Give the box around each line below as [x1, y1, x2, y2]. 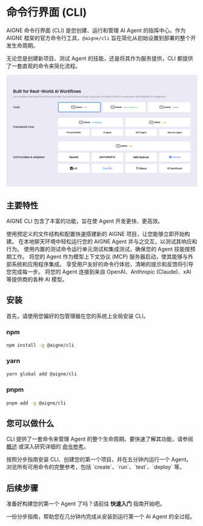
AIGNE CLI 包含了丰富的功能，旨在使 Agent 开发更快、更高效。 [6, 217, 164, 225]
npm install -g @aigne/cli [6, 343, 75, 349]
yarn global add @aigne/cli [6, 371, 78, 377]
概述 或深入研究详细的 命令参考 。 [6, 443, 89, 450]
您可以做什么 [6, 418, 55, 429]
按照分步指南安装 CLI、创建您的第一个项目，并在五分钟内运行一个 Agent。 [6, 456, 192, 463]
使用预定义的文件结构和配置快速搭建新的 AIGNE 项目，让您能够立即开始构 [6, 231, 190, 238]
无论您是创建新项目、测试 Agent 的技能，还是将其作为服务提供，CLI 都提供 [6, 54, 193, 62]
